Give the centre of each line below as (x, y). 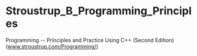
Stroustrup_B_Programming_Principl (99, 11)
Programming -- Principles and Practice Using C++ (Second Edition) (90, 40)
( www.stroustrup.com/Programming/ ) (52, 46)
